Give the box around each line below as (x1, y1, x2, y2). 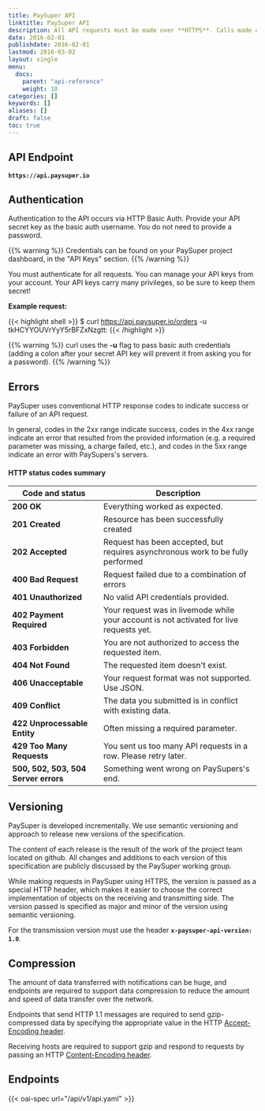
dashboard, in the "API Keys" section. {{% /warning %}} (8, 254, 190, 264)
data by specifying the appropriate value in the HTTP (50, 1018, 223, 1027)
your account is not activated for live (103, 614, 239, 625)
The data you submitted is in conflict (103, 695, 238, 706)
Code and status (22, 488, 86, 499)
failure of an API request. (8, 409, 89, 419)
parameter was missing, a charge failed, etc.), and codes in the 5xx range (8, 442, 248, 451)
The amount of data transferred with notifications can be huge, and (8, 978, 227, 987)
